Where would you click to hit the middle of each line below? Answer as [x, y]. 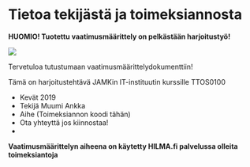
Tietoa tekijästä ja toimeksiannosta [125, 15]
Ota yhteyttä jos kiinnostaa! [64, 122]
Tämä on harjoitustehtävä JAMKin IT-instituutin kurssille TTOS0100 [117, 82]
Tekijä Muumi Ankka [52, 105]
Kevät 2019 [38, 97]
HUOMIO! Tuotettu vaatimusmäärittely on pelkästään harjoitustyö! [119, 36]
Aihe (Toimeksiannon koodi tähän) [75, 114]
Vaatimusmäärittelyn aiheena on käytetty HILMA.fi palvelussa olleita [123, 146]
